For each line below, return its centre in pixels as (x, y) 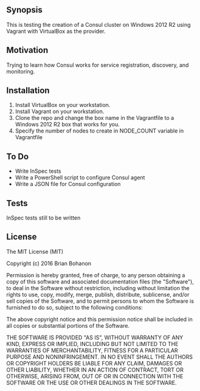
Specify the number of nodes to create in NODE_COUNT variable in (99, 131)
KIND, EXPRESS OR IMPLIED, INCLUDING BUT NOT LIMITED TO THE (92, 344)
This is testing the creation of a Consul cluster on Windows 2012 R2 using (98, 24)
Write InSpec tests (38, 171)
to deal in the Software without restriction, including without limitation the (98, 288)
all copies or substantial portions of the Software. (68, 325)
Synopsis (24, 10)
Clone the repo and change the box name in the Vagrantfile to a (95, 118)
